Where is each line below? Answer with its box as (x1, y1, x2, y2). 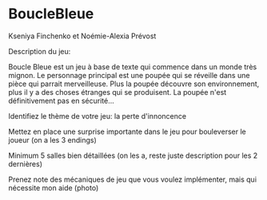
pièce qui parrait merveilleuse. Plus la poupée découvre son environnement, (8, 79, 260, 88)
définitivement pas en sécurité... (8, 96, 114, 105)
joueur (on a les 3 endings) (8, 135, 98, 144)
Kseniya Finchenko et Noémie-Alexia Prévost (8, 31, 157, 41)
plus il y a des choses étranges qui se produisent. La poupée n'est (8, 87, 227, 96)
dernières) (8, 159, 42, 168)
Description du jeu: (8, 46, 71, 56)
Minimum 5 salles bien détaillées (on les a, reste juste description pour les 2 (8, 151, 258, 160)
